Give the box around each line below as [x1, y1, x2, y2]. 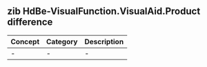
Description [84, 37, 124, 46]
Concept [10, 37, 40, 46]
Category [46, 37, 78, 46]
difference [7, 17, 53, 28]
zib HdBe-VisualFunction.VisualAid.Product [7, 6, 201, 17]
